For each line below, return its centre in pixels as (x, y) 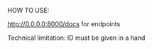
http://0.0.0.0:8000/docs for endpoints (64, 24)
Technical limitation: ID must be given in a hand (76, 38)
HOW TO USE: (28, 10)
